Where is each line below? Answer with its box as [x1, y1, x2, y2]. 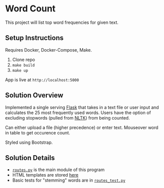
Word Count [5, 3, 56, 14]
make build [12, 63, 35, 67]
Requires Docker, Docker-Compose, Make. [5, 47, 92, 53]
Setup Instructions [5, 34, 64, 42]
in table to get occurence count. [5, 129, 71, 135]
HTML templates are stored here [12, 172, 79, 178]
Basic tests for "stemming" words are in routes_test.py [12, 177, 125, 184]
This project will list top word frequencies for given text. [5, 19, 119, 25]
